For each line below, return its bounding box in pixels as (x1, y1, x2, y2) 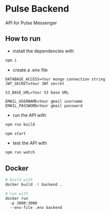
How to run (5, 34, 41, 43)
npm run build (5, 122, 35, 127)
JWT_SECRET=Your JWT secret (5, 81, 65, 86)
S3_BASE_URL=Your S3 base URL (5, 90, 69, 95)
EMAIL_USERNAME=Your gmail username (5, 99, 83, 104)
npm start (5, 131, 26, 136)
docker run (5, 196, 28, 201)
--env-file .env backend (10, 205, 62, 210)
